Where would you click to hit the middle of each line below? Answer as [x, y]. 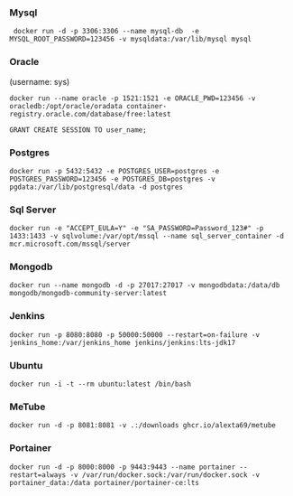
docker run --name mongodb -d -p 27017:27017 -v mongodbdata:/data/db [145, 285]
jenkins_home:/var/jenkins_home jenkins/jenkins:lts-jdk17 [123, 342]
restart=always [38, 475]
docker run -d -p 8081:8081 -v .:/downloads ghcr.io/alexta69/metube [143, 426]
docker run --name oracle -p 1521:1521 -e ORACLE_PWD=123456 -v [133, 98]
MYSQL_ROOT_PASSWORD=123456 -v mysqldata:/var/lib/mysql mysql [131, 39]
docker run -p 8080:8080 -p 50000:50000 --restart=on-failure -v [134, 335]
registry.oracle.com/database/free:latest [90, 114]
